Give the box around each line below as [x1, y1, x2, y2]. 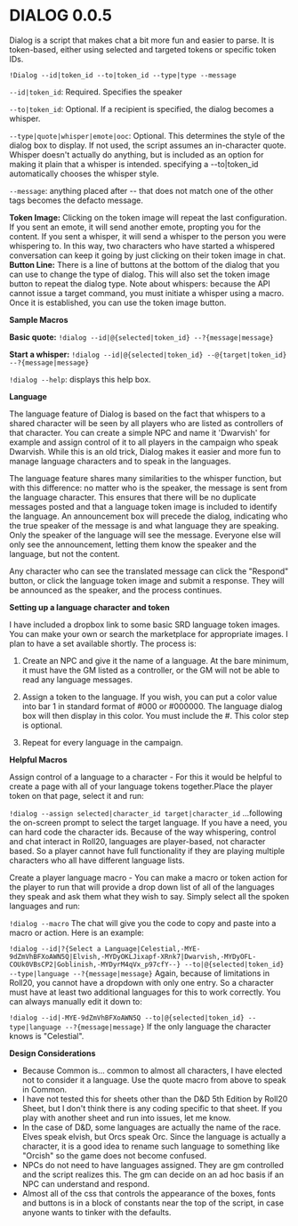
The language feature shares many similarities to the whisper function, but [9, 472, 282, 483]
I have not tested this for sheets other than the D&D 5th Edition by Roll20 [21, 1093, 288, 1104]
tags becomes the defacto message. [9, 195, 144, 206]
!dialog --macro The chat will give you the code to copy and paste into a [9, 917, 277, 928]
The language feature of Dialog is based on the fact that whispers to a [9, 408, 266, 419]
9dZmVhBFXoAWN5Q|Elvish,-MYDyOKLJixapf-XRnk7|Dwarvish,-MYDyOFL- [9, 952, 256, 961]
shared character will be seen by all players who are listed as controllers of [9, 417, 284, 428]
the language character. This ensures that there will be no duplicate [9, 491, 256, 503]
